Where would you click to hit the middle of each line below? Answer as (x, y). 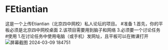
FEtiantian (27, 9)
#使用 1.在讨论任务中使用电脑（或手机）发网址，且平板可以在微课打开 (77, 36)
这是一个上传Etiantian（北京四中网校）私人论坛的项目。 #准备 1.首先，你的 (82, 23)
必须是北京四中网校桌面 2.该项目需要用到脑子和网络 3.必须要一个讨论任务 (85, 30)
